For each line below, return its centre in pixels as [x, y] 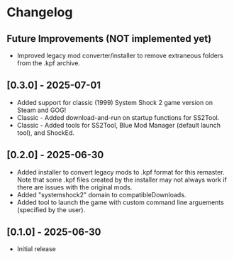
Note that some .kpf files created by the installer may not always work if [122, 180]
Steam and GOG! [41, 110]
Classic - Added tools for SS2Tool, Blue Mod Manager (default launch [119, 125]
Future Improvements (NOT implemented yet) [109, 39]
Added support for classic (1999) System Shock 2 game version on [115, 102]
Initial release [36, 249]
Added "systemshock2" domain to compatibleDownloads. [101, 194]
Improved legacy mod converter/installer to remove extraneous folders [120, 55]
